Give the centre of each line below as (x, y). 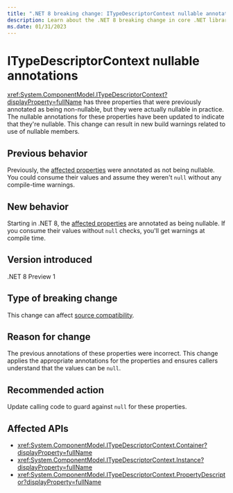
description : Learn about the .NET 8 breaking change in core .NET (107, 20)
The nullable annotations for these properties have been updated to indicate (116, 117)
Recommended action (56, 390)
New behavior (38, 206)
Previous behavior (48, 153)
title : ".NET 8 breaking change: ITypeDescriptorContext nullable (105, 14)
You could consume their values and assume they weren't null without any (114, 178)
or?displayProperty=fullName (59, 482)
